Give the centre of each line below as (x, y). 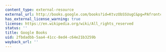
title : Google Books (26, 33)
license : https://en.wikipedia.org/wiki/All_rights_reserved (69, 24)
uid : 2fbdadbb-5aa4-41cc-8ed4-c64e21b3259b (51, 38)
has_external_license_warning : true (43, 19)
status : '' (16, 28)
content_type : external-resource (40, 10)
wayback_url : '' (22, 42)
